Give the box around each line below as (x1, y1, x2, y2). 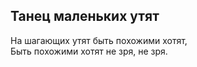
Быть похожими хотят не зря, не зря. (10, 45, 168, 57)
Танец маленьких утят (10, 8, 160, 25)
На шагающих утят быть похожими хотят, (10, 34, 188, 46)
